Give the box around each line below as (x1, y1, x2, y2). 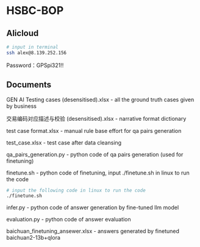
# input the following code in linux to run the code (6, 187, 146, 193)
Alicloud (6, 28, 39, 38)
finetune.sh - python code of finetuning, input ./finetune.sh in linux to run (6, 169, 190, 176)
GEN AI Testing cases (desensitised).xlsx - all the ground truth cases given (6, 96, 195, 103)
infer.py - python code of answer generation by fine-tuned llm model (6, 204, 179, 211)
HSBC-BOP (6, 4, 64, 18)
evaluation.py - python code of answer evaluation (6, 216, 131, 223)
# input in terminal (6, 44, 59, 50)
